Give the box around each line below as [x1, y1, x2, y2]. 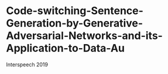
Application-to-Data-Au [6, 42, 125, 55]
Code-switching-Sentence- [6, 4, 143, 18]
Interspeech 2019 [6, 60, 49, 68]
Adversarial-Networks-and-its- [6, 29, 163, 42]
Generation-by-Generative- [6, 16, 143, 30]
